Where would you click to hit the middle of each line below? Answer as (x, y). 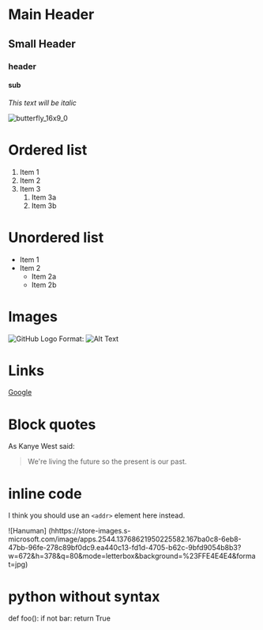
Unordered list (56, 237)
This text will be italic (43, 102)
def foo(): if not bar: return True (59, 618)
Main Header (51, 15)
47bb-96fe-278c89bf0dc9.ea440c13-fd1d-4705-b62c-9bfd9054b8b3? (125, 548)
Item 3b (44, 205)
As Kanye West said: (41, 446)
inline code (45, 493)
